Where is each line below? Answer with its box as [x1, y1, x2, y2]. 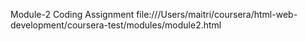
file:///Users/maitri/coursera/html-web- [136, 9, 298, 20]
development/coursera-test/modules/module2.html [10, 19, 222, 31]
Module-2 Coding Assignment [10, 9, 135, 20]
